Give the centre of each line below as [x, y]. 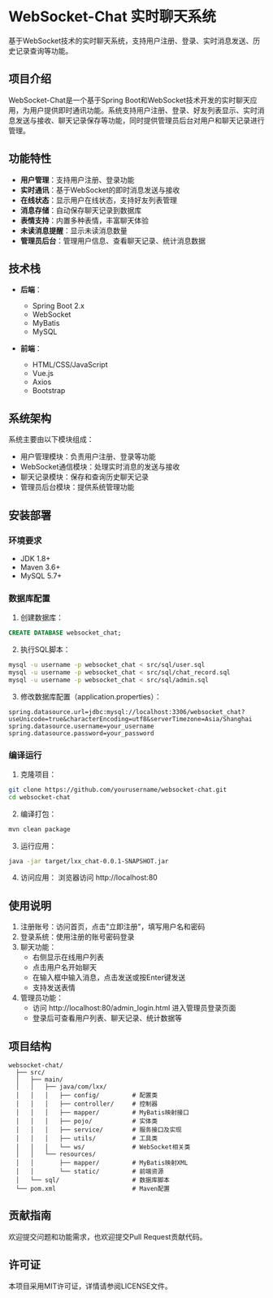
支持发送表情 [54, 988]
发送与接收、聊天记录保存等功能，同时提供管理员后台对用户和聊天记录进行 [140, 120]
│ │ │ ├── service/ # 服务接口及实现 [99, 1130]
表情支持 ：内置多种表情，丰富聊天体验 [84, 220]
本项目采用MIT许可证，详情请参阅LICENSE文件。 [90, 1286]
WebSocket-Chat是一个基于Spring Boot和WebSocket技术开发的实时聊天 [129, 100]
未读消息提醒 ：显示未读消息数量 [74, 230]
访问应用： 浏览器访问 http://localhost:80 [89, 877]
